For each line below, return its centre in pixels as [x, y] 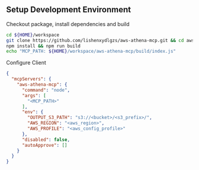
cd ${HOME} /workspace [33, 35]
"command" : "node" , [46, 90]
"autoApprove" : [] [44, 145]
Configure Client [26, 63]
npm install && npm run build [44, 46]
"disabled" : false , [46, 139]
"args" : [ [34, 95]
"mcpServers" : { [31, 79]
